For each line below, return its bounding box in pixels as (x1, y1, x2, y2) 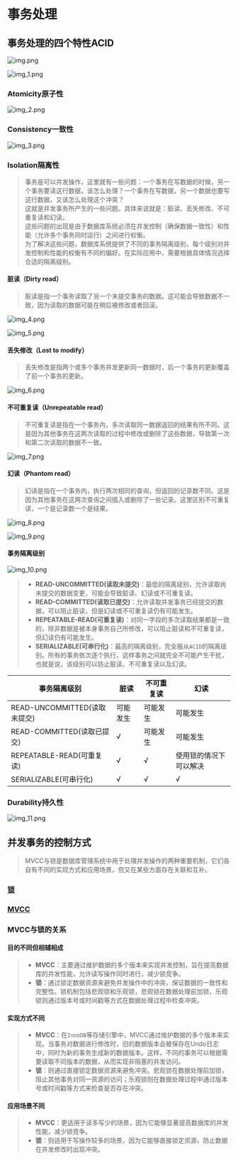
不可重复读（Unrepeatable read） (7, 403, 108, 411)
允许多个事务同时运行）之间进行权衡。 (37, 230, 149, 239)
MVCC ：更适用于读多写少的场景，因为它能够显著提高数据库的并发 (35, 1118, 229, 1127)
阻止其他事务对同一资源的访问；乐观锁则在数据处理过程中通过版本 (35, 1075, 228, 1083)
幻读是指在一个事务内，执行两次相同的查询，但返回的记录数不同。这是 (24, 486, 230, 495)
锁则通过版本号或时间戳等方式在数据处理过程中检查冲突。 (35, 996, 203, 1004)
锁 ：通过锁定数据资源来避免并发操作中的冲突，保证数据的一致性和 (35, 978, 228, 986)
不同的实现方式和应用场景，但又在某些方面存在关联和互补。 (37, 866, 211, 874)
